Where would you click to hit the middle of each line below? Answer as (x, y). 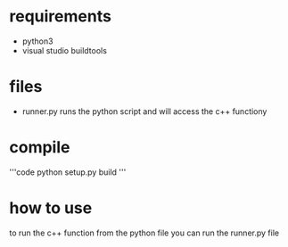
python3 (37, 41)
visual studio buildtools (64, 50)
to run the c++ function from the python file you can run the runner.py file (144, 233)
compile (40, 148)
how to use (51, 208)
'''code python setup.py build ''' (68, 172)
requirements (60, 16)
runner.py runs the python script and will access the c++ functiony (144, 111)
